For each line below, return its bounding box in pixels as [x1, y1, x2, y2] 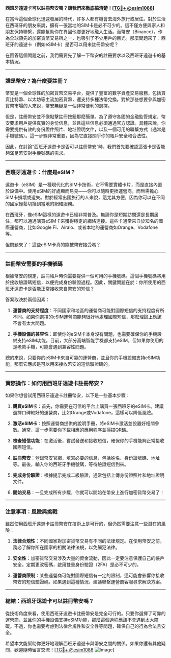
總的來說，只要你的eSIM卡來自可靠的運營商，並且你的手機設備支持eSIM [5, 355, 156, 361]
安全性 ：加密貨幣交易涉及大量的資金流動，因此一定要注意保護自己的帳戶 [12, 555, 164, 561]
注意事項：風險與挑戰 [5, 508, 58, 515]
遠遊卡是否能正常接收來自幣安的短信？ [14, 286, 95, 292]
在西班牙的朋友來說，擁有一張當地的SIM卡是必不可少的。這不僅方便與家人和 [5, 22, 165, 28]
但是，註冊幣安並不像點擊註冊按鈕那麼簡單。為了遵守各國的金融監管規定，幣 [5, 113, 166, 120]
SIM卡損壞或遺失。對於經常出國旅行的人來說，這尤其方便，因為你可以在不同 [5, 194, 165, 200]
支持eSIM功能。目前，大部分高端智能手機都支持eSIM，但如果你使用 [17, 337, 159, 343]
